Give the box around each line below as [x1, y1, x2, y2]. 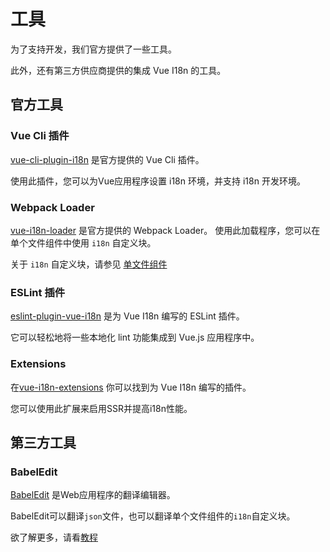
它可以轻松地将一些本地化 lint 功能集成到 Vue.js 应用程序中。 [10, 331, 260, 344]
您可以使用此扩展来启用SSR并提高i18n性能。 [10, 402, 193, 414]
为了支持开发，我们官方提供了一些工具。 [10, 43, 177, 55]
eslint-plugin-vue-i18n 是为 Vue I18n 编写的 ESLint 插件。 [10, 310, 245, 322]
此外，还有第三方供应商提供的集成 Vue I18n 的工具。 [10, 64, 227, 76]
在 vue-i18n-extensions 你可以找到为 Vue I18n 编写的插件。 [10, 381, 252, 393]
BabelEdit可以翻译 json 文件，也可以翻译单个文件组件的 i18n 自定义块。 [10, 510, 296, 522]
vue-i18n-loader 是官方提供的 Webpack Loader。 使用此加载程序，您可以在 [10, 224, 321, 236]
